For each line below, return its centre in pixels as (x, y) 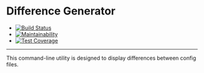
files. (12, 64)
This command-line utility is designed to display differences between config (101, 58)
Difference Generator (61, 11)
